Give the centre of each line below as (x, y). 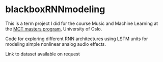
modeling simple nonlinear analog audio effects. (56, 44)
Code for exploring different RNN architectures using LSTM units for (77, 39)
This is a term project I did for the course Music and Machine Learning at (82, 23)
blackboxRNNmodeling (55, 9)
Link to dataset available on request (43, 54)
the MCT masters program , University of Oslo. (54, 28)
